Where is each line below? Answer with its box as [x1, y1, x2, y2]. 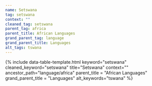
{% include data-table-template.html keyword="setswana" [5, 59, 127, 65]
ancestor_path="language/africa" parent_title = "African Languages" [5, 69, 147, 76]
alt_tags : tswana [5, 45, 42, 50]
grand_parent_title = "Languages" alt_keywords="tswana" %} [5, 75, 133, 81]
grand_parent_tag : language [5, 36, 64, 41]
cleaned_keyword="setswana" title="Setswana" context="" [5, 64, 129, 70]
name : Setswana [5, 7, 37, 13]
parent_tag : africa [5, 26, 46, 31]
